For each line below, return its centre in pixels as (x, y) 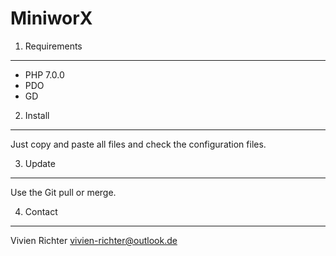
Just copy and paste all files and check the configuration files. (138, 144)
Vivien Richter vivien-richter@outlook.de (94, 240)
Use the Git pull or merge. (63, 192)
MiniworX (51, 18)
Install (37, 115)
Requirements (53, 46)
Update (40, 163)
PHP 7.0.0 (44, 74)
